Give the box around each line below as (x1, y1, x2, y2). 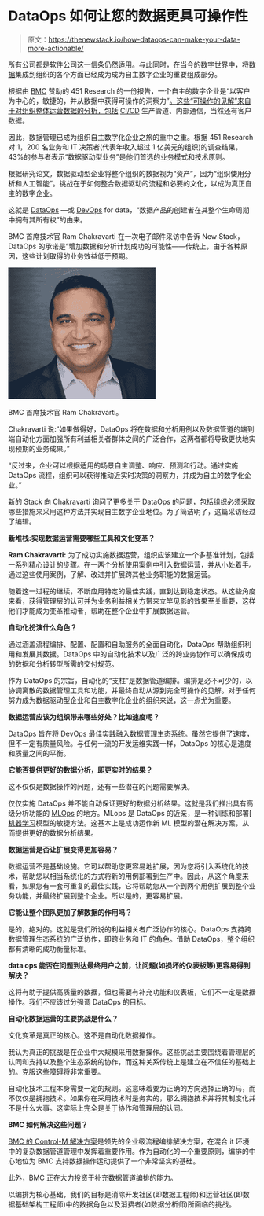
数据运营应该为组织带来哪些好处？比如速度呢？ (8, 712, 159, 722)
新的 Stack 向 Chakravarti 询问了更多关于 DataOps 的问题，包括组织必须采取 (8, 497, 255, 506)
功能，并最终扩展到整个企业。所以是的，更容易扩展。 (14, 891, 187, 900)
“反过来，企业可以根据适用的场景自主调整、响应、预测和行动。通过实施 (8, 461, 239, 470)
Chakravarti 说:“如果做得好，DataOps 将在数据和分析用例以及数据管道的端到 (8, 424, 255, 433)
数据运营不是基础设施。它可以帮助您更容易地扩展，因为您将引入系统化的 (8, 861, 242, 871)
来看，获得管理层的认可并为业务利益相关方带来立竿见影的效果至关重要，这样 (8, 596, 256, 605)
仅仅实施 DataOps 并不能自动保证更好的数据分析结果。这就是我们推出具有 (8, 799, 247, 808)
